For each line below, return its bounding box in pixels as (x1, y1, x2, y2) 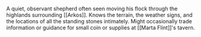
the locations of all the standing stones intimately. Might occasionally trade (6, 18, 192, 24)
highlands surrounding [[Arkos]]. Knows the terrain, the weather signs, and (6, 11, 193, 18)
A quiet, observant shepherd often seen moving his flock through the (6, 5, 178, 12)
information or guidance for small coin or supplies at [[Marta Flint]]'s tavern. (6, 24, 195, 31)
